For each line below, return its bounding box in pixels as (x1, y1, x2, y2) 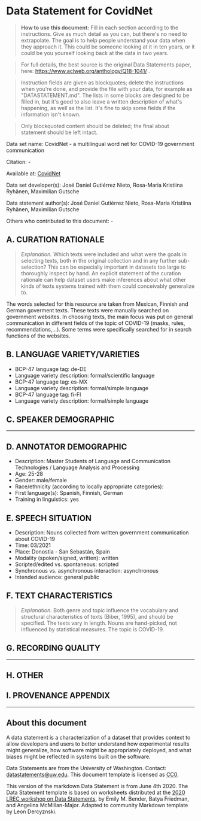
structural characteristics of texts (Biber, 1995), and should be (20, 613, 173, 620)
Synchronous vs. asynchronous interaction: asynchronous (14, 567, 159, 574)
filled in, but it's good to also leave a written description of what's (20, 98, 182, 105)
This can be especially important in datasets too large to (47, 263, 186, 270)
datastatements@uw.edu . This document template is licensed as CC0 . (6, 771, 179, 778)
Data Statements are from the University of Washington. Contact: (6, 764, 166, 771)
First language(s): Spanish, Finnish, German (14, 489, 123, 497)
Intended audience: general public (14, 573, 100, 580)
